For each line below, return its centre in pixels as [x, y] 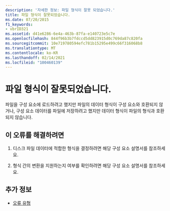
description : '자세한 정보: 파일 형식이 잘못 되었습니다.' [60, 10]
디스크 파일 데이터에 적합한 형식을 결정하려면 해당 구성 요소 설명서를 [80, 148]
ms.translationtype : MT [31, 48]
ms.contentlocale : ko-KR [32, 53]
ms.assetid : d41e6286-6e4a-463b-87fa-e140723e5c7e [60, 34]
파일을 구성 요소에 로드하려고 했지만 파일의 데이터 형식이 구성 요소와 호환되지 [82, 104]
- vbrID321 [17, 29]
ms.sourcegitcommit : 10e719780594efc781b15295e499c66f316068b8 [74, 44]
